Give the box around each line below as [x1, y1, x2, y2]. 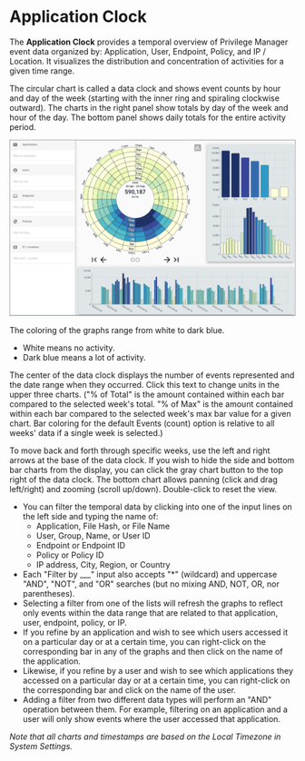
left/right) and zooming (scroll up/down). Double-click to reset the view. [9, 484, 278, 495]
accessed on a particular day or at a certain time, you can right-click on [22, 675, 290, 687]
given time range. [9, 65, 75, 76]
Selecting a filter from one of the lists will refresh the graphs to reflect [22, 598, 283, 609]
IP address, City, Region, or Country [35, 559, 171, 570]
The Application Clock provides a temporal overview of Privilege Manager [9, 36, 289, 47]
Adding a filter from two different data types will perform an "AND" [22, 695, 272, 706]
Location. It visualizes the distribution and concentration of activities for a [9, 55, 284, 66]
